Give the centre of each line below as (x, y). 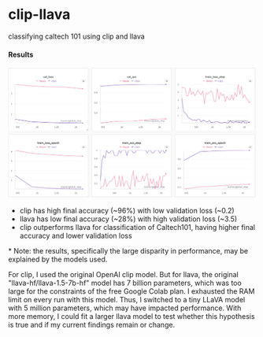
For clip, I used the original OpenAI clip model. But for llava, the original (123, 275)
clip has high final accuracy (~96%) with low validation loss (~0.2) (127, 211)
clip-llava (39, 15)
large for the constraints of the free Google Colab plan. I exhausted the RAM (131, 291)
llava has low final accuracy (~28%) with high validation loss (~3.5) (128, 219)
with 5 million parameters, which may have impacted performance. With (125, 308)
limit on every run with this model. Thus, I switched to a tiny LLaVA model (127, 300)
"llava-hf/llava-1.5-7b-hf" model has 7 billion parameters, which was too (125, 283)
